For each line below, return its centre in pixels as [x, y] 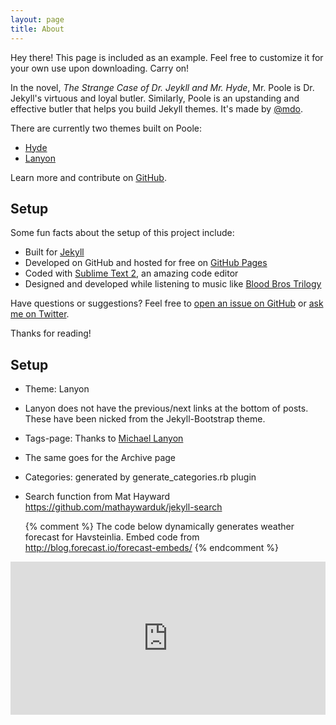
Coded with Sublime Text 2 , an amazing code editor [131, 273]
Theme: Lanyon [57, 389]
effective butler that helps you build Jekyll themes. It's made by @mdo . [156, 108]
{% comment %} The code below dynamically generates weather [159, 527]
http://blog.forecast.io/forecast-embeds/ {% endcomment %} [151, 548]
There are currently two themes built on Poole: [106, 128]
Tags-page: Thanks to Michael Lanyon [104, 438]
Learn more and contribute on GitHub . [88, 177]
